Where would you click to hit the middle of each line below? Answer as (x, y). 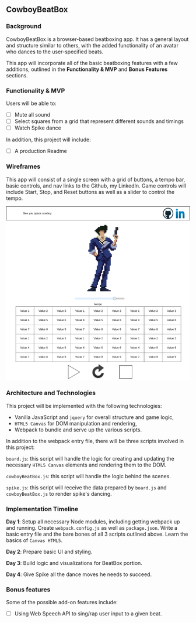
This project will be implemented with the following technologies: (84, 406)
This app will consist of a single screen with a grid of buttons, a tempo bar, (96, 179)
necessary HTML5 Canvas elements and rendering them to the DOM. (86, 465)
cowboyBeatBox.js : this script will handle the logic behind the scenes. (88, 476)
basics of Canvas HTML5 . (34, 540)
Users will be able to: (31, 103)
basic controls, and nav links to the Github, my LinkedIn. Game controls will (96, 185)
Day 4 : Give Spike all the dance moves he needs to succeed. (79, 574)
